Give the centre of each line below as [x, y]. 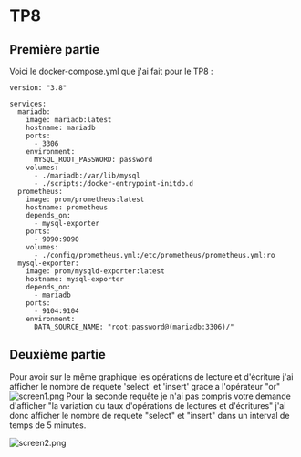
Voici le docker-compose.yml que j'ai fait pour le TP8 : [111, 71]
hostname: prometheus [67, 208]
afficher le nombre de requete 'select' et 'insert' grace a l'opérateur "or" [145, 386]
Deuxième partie [58, 355]
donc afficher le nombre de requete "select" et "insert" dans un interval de [150, 415]
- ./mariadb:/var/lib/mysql [87, 176]
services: [28, 104]
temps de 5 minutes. [48, 425]
